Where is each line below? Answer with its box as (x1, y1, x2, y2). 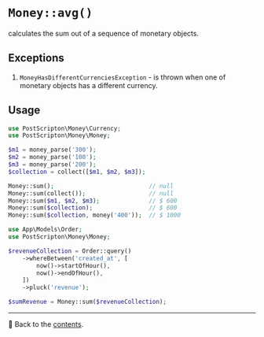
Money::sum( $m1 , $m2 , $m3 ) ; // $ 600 (8, 197, 178, 205)
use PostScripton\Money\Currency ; (8, 124, 122, 132)
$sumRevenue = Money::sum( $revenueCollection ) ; (8, 298, 167, 306)
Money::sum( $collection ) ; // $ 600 (8, 204, 178, 212)
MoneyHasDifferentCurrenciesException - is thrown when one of (19, 72, 226, 82)
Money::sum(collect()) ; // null (8, 189, 174, 198)
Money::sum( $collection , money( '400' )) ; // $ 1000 (8, 211, 181, 220)
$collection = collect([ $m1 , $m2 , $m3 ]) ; (8, 168, 146, 176)
